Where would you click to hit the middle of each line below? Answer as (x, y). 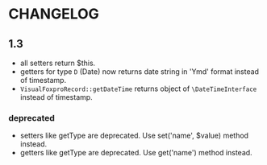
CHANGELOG (54, 14)
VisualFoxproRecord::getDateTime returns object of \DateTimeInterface (138, 89)
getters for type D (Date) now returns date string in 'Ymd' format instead (140, 72)
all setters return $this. (58, 63)
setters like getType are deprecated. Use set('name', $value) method (134, 136)
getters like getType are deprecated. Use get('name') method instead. (136, 153)
